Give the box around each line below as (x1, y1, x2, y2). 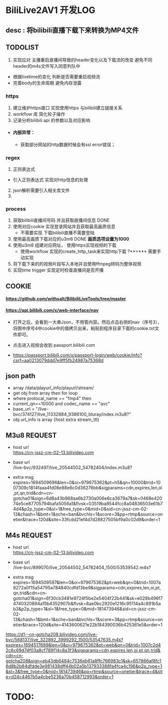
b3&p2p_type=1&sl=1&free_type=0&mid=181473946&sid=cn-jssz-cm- (12, 606, 157, 612)
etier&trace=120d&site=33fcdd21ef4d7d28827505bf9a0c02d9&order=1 (12, 517, 160, 523)
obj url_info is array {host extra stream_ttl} (12, 417, 99, 423)
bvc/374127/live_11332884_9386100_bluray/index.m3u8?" (12, 412, 132, 418)
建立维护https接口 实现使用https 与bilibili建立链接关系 (12, 105, 123, 111)
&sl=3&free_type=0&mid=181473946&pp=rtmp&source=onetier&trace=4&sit (5, 669, 163, 675)
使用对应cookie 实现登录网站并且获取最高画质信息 (12, 224, 116, 230)
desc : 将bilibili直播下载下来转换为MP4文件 (5, 26, 139, 34)
